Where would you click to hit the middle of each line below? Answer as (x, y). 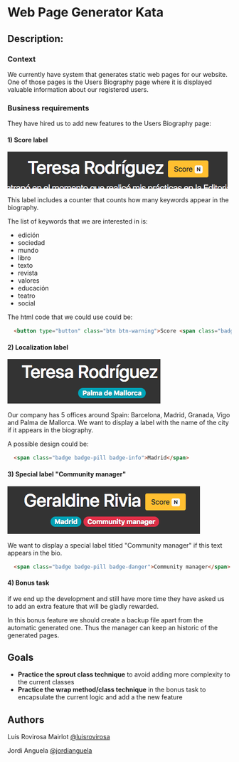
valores (28, 281)
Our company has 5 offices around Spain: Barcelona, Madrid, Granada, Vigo (119, 415)
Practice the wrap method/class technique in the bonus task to (112, 690)
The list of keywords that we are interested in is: (78, 221)
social (26, 303)
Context (22, 59)
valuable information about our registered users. (78, 89)
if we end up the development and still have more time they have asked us (116, 598)
